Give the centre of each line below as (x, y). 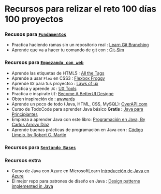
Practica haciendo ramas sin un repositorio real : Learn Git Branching (80, 45)
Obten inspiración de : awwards (43, 99)
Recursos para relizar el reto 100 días (80, 9)
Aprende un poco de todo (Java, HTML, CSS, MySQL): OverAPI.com (80, 104)
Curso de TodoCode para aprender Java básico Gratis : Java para (77, 109)
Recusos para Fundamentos (36, 34)
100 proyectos (34, 19)
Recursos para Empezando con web (44, 62)
